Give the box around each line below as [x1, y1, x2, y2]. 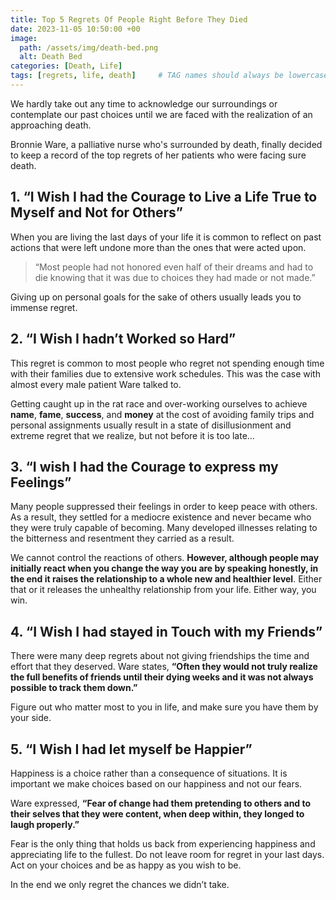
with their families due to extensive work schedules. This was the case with [10, 367, 321, 380]
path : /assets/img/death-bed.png [19, 42, 159, 53]
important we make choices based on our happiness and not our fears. [10, 777, 303, 790]
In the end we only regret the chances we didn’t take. [10, 878, 230, 890]
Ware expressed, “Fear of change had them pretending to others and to [10, 797, 312, 809]
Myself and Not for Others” [10, 204, 184, 221]
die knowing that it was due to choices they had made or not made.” [34, 271, 316, 283]
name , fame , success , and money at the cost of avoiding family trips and [10, 408, 315, 420]
